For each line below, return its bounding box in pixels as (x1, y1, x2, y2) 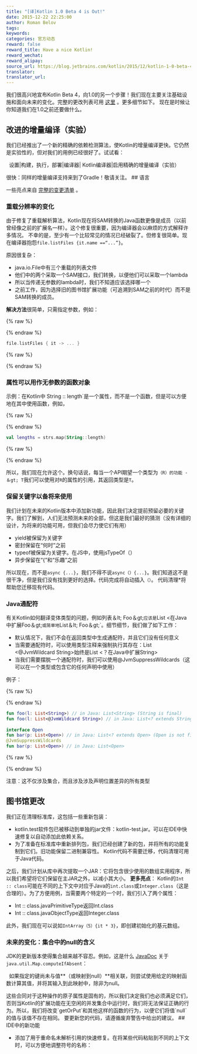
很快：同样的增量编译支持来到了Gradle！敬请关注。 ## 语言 (6, 174, 150, 181)
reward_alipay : (6, 58, 43, 64)
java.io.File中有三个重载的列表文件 (14, 264, 97, 271)
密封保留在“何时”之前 (14, 541, 66, 548)
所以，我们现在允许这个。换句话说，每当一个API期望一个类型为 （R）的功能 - (6, 469, 188, 476)
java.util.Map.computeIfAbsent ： (6, 960, 88, 967)
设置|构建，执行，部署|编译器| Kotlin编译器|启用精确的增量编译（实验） (8, 161, 180, 168)
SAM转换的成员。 (14, 294, 57, 301)
